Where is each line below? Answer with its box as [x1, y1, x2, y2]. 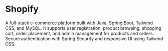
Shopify [5, 3, 39, 15]
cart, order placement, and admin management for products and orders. [5, 30, 154, 36]
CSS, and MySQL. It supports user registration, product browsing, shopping [5, 25, 161, 31]
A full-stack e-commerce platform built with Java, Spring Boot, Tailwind [5, 20, 153, 26]
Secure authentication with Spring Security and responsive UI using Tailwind [5, 36, 163, 42]
